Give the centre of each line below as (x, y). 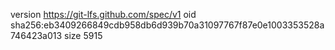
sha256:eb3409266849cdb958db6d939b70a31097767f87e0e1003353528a (167, 25)
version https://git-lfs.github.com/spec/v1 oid (103, 14)
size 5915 (83, 35)
